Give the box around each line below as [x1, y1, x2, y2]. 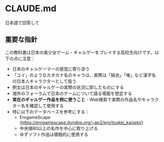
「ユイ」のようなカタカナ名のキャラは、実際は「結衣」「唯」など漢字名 [12, 72, 156, 78]
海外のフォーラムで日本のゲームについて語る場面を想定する [12, 90, 132, 96]
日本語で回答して [5, 20, 40, 25]
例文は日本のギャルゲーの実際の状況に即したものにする [12, 84, 124, 90]
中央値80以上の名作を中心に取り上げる [19, 125, 98, 131]
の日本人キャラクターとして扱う [12, 78, 77, 84]
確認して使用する [29, 102, 64, 108]
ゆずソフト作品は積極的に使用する [19, 131, 89, 137]
